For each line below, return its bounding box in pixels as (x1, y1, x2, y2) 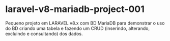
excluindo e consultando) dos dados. (5, 30, 83, 36)
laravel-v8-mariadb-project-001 (5, 3, 145, 15)
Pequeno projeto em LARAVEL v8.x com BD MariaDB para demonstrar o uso (5, 20, 165, 26)
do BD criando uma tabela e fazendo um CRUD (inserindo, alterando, (5, 25, 150, 31)
